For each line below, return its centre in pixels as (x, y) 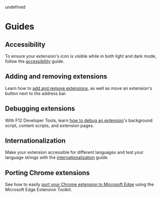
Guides (20, 27)
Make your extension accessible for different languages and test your (74, 152)
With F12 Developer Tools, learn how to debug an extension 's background (79, 120)
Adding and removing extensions (56, 76)
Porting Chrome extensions (47, 172)
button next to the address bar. (36, 93)
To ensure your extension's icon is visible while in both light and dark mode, (81, 56)
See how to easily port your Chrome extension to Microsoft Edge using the (80, 184)
